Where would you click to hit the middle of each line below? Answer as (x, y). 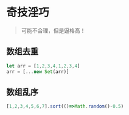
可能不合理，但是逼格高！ (53, 30)
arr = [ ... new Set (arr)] (38, 71)
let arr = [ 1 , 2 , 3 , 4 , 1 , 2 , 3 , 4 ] (43, 66)
